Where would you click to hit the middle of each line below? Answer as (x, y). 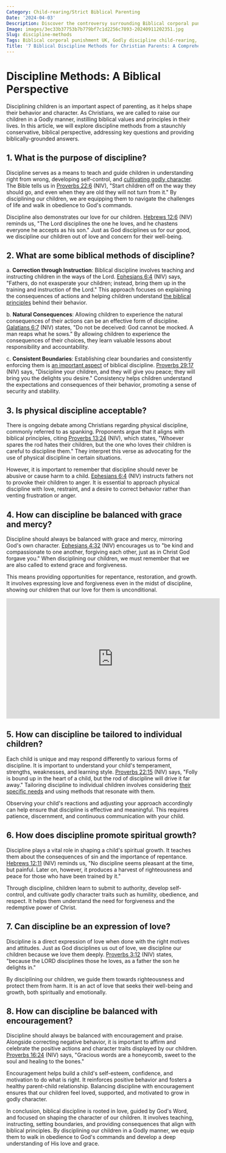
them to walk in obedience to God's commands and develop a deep (91, 1137)
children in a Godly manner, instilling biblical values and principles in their (98, 119)
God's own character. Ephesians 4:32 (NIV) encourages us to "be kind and (100, 546)
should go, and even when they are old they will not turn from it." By (91, 192)
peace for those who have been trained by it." (64, 876)
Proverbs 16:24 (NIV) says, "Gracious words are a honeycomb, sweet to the (101, 1055)
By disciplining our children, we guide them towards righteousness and (95, 979)
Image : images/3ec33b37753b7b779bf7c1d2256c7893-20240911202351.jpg (95, 29)
